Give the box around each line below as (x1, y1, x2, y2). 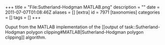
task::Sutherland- (124, 24, 161, 30)
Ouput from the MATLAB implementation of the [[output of (5, 24, 124, 30)
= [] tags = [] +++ (5, 15, 41, 20)
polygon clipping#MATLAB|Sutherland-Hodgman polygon (26, 29, 144, 35)
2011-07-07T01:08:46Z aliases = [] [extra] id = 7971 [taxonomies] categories (5, 9, 160, 15)
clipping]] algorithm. (5, 34, 46, 40)
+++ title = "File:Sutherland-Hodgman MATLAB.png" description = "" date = (5, 4, 160, 10)
